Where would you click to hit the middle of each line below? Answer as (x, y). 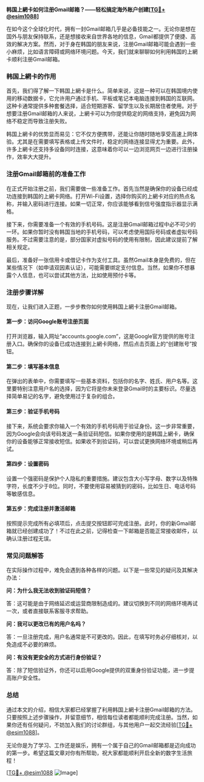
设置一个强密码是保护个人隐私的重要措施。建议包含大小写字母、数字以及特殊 (102, 478)
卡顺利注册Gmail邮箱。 (35, 59)
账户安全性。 (27, 678)
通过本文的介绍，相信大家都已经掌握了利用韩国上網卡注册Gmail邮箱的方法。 (101, 709)
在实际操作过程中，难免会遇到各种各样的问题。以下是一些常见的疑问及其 (97, 570)
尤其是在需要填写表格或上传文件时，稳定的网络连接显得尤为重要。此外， (107, 141)
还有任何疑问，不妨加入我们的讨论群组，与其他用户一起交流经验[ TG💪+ (105, 724)
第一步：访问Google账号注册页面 (48, 322)
